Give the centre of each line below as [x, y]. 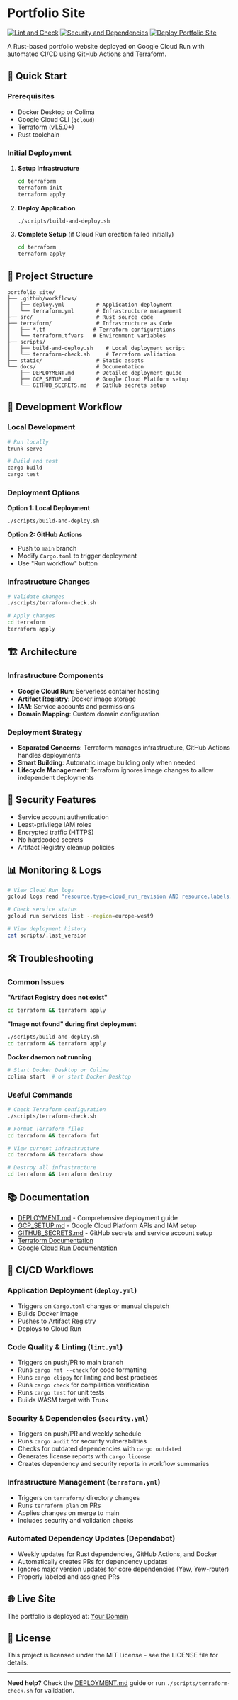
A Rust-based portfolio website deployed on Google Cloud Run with [106, 46]
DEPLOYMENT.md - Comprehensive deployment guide [98, 1217]
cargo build [25, 468]
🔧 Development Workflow [65, 407]
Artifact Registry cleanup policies [66, 847]
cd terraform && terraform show [55, 1155]
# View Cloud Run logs [41, 890]
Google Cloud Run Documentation [68, 1248]
